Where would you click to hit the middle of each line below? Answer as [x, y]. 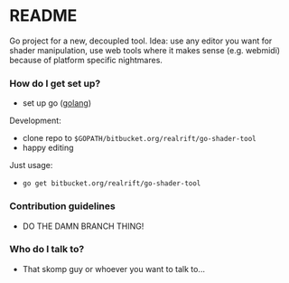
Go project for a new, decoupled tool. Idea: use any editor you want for [141, 41]
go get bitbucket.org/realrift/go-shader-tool [112, 184]
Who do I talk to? [47, 250]
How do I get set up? [55, 83]
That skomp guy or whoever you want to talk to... [114, 269]
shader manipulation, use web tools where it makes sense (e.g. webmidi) [145, 50]
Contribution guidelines [62, 206]
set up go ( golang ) [57, 103]
